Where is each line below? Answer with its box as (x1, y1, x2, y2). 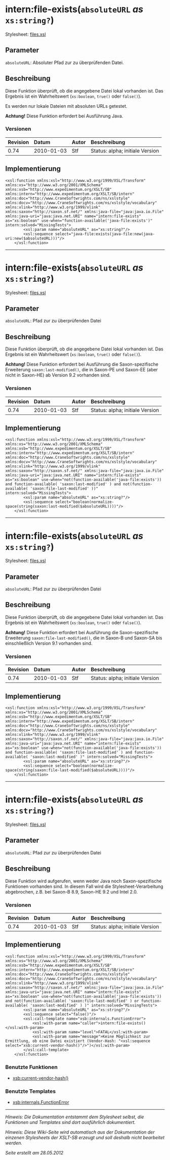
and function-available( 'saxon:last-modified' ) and (5, 482, 121, 487)
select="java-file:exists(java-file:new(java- (55, 231, 155, 236)
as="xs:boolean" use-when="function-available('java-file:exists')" (5, 218, 153, 223)
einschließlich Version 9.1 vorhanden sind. (5, 640, 93, 646)
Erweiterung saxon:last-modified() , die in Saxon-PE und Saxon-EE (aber (5, 367, 158, 373)
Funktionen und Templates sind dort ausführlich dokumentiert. (5, 1119, 136, 1125)
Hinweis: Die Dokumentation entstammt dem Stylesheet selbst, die (5, 1114, 144, 1120)
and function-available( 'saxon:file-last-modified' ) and (5, 750, 133, 755)
